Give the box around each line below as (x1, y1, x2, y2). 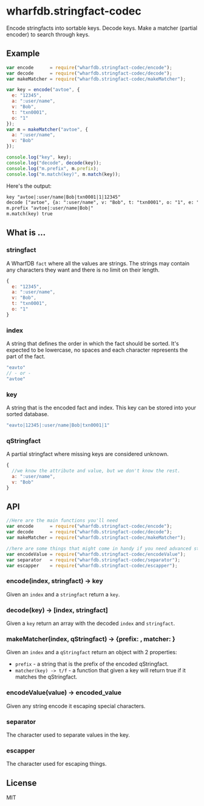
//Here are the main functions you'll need (6, 517, 118, 524)
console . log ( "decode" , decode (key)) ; (6, 160, 102, 166)
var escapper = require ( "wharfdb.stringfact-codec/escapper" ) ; (6, 562, 178, 569)
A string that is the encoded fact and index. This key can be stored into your (6, 404, 196, 411)
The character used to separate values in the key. (6, 731, 131, 739)
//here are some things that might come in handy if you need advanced (6, 545, 191, 552)
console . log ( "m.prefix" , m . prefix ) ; (6, 165, 99, 171)
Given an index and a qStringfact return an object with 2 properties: (6, 649, 177, 656)
